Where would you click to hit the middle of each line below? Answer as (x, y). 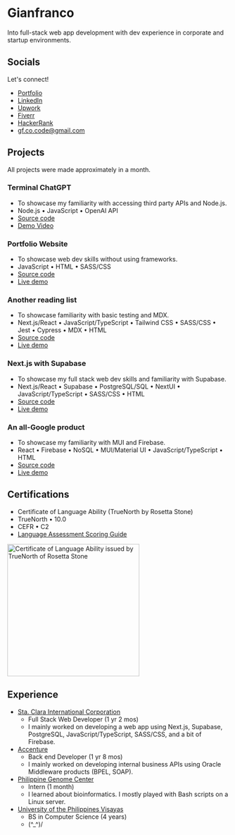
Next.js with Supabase (47, 363)
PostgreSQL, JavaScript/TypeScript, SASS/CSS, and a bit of (115, 734)
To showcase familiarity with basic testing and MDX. (93, 315)
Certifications (38, 495)
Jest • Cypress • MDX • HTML (62, 330)
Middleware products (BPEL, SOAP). (81, 772)
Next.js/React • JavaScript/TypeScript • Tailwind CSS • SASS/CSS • (117, 323)
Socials (24, 62)
